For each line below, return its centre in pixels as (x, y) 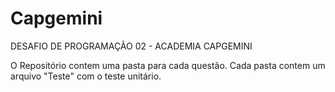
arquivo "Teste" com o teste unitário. (86, 76)
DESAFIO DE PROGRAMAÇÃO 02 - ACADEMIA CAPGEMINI (131, 46)
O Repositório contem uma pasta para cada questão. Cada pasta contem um (168, 65)
